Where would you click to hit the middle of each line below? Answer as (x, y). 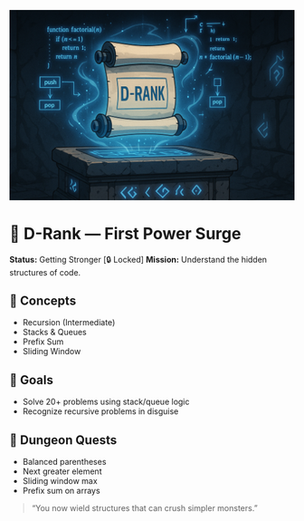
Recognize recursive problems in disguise (100, 411)
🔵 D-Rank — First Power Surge (125, 233)
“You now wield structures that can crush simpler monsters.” (144, 508)
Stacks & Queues (55, 333)
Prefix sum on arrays (62, 491)
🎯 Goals (32, 380)
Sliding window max (60, 481)
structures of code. (45, 272)
